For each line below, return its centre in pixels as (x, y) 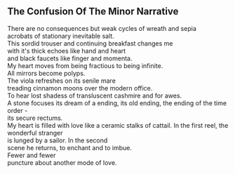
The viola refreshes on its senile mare (61, 81)
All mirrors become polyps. (46, 73)
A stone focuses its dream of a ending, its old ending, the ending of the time (117, 103)
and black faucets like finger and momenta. (70, 58)
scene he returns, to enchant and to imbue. (69, 147)
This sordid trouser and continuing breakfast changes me (90, 43)
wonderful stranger (35, 133)
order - (18, 110)
